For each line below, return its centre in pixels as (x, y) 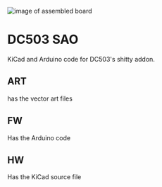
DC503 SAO (43, 40)
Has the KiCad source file (44, 177)
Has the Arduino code (39, 137)
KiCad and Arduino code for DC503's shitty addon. (81, 59)
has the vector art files (40, 98)
